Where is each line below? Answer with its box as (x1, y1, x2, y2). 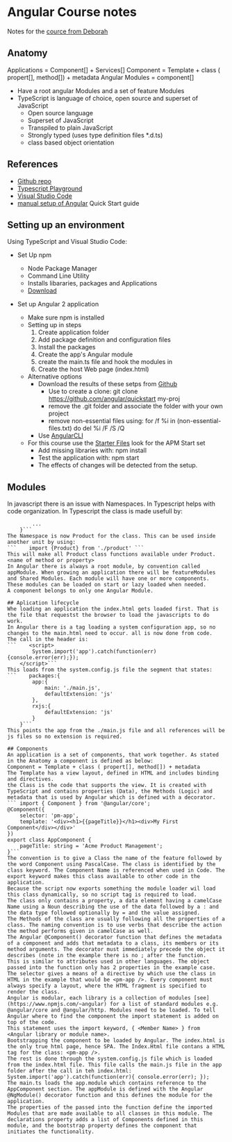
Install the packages (38, 343, 96, 351)
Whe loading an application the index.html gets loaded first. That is (7, 606, 219, 613)
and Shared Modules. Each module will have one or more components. (7, 575, 210, 582)
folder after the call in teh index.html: (7, 1068, 132, 1075)
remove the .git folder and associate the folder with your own (48, 402, 224, 411)
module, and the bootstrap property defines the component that (7, 1123, 197, 1129)
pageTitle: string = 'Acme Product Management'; (19, 843, 163, 850)
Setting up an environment (7, 219, 125, 231)
